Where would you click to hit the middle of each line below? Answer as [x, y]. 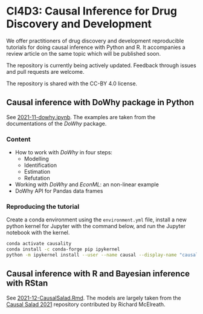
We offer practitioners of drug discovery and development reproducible [95, 41]
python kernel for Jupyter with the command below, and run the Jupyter [96, 226]
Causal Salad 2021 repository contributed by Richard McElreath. [86, 304]
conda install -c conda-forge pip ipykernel [63, 249]
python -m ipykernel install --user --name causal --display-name [92, 255]
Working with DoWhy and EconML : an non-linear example [87, 185]
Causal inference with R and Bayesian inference [98, 274]
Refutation [37, 178]
